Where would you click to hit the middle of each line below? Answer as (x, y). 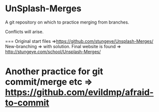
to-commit (27, 103)
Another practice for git (54, 71)
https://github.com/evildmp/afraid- (79, 93)
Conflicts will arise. (24, 31)
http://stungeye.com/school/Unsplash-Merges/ (53, 52)
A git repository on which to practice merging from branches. (67, 22)
